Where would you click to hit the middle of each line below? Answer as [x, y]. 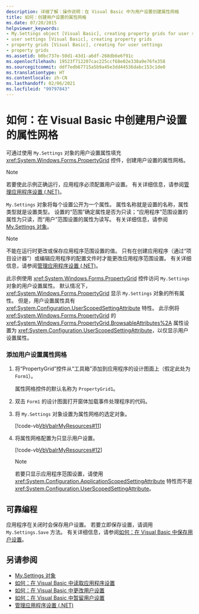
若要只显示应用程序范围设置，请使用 [59, 474]
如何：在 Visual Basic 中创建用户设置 [97, 120]
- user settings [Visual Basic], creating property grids [79, 39]
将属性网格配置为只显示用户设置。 [56, 438]
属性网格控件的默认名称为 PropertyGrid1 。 [66, 389]
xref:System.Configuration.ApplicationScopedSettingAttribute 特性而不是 [103, 481]
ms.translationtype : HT [36, 73]
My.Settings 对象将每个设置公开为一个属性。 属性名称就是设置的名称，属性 [97, 204]
